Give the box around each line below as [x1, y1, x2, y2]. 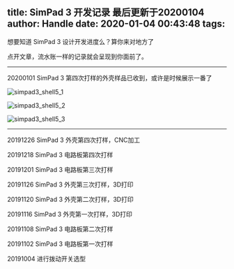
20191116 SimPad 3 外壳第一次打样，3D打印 [7, 210, 132, 218]
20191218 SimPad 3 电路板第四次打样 [7, 150, 114, 159]
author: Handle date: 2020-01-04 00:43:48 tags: [7, 18, 226, 30]
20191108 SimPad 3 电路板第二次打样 [7, 224, 114, 233]
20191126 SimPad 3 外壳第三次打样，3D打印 [7, 180, 134, 189]
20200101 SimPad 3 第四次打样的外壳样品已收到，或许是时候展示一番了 [7, 73, 212, 82]
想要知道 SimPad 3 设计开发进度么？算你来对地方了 [7, 37, 155, 45]
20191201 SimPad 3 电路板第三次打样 [7, 165, 114, 173]
